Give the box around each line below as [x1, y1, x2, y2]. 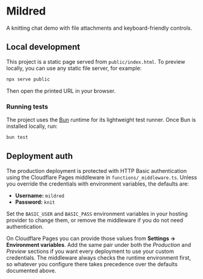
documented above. [6, 267, 56, 274]
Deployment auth [6, 151, 73, 161]
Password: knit [15, 198, 56, 206]
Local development [6, 42, 81, 52]
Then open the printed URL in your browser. [6, 87, 116, 95]
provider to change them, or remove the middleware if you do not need [6, 217, 184, 224]
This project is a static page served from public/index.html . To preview [6, 58, 185, 65]
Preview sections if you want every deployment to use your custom [6, 247, 175, 255]
